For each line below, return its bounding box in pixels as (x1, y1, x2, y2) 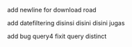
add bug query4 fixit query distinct (7, 32, 107, 40)
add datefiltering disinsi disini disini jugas (7, 19, 125, 27)
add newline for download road (7, 6, 97, 14)
